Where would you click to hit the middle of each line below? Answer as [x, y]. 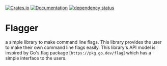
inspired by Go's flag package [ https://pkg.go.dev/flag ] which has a [78, 52]
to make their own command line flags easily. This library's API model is [80, 47]
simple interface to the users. [36, 58]
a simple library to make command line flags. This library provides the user [83, 42]
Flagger [22, 28]
